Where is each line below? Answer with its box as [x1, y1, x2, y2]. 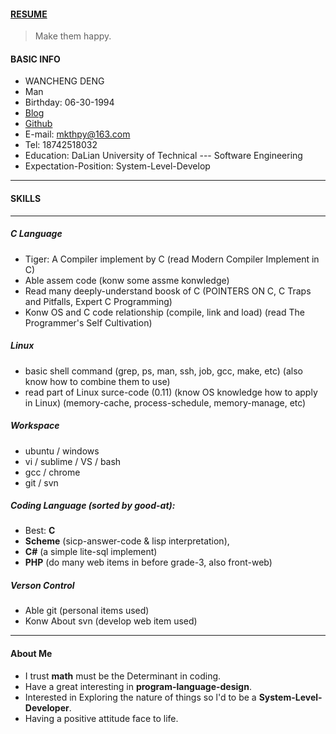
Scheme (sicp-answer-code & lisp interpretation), [24, 535, 230, 547]
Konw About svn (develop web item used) [24, 615, 198, 627]
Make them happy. [34, 30, 112, 42]
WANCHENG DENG [24, 75, 105, 87]
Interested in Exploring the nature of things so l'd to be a [24, 691, 257, 703]
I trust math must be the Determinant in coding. [24, 670, 222, 682]
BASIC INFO [10, 53, 61, 65]
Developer [24, 701, 70, 714]
